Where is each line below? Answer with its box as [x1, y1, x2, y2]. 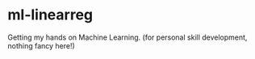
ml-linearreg [7, 6, 94, 24]
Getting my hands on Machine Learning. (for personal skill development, [7, 32, 248, 42]
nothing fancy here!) [7, 40, 76, 50]
